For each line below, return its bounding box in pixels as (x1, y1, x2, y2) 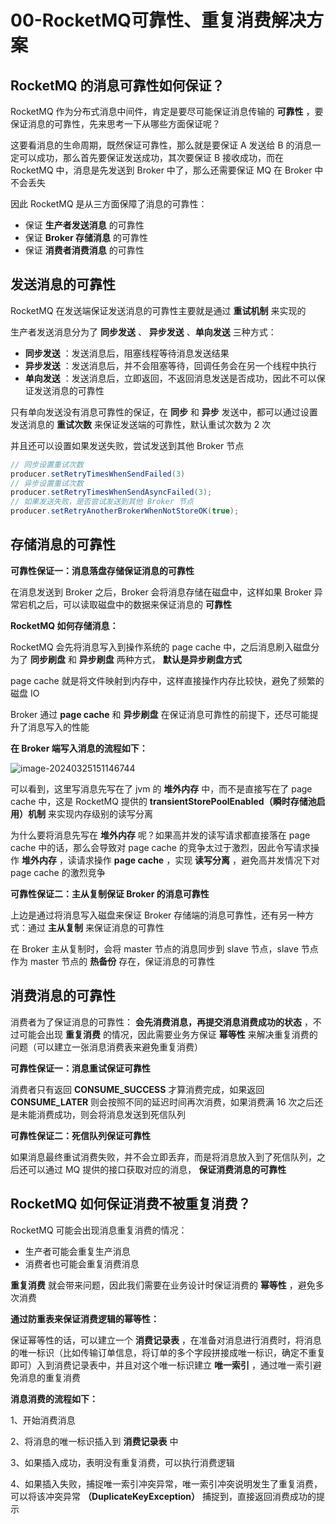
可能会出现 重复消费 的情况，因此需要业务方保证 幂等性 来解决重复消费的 (18, 1028, 318, 1040)
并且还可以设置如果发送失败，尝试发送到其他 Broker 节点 (10, 439, 245, 451)
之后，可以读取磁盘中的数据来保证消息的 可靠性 (36, 598, 232, 610)
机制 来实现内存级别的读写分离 (27, 807, 153, 820)
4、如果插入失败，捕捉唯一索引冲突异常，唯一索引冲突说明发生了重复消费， (10, 1477, 323, 1490)
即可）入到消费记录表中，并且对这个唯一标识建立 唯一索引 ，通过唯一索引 (10, 1359, 313, 1371)
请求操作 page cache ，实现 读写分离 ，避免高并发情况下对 (76, 854, 321, 866)
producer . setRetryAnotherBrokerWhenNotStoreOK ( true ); (10, 506, 240, 516)
